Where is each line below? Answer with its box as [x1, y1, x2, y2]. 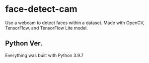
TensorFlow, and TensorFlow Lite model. [5, 25, 88, 31]
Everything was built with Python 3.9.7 [5, 52, 84, 58]
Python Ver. [5, 39, 43, 48]
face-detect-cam [5, 3, 78, 15]
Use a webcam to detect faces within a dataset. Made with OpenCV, [5, 20, 145, 26]
